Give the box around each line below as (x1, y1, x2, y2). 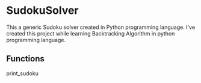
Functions (6, 54, 45, 64)
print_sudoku (6, 70, 39, 77)
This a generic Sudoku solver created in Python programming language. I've (6, 23, 196, 31)
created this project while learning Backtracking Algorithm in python (6, 29, 175, 37)
